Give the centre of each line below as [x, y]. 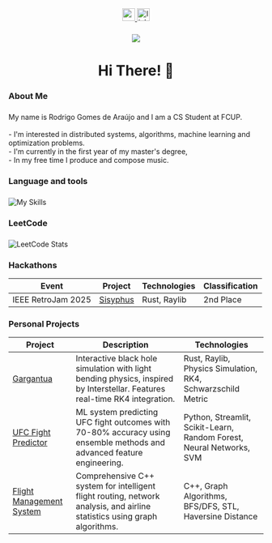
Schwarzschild [212, 389]
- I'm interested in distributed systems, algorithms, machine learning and [130, 134]
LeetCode [28, 223]
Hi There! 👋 [136, 71]
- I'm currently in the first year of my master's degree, [98, 151]
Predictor [30, 443]
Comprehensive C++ [115, 476]
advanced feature [109, 453]
